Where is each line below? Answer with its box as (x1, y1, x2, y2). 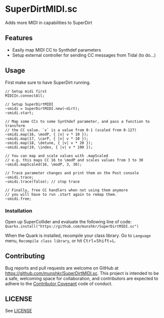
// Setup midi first (5, 89, 47, 94)
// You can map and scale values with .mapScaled (5, 153, 109, 158)
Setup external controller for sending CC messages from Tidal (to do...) (12, 52, 156, 58)
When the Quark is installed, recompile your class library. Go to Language (5, 232, 151, 238)
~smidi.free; (5, 196, 32, 201)
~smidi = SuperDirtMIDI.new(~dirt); (5, 106, 80, 111)
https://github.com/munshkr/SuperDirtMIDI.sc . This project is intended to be (5, 270, 159, 276)
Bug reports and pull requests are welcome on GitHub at (5, 265, 119, 271)
